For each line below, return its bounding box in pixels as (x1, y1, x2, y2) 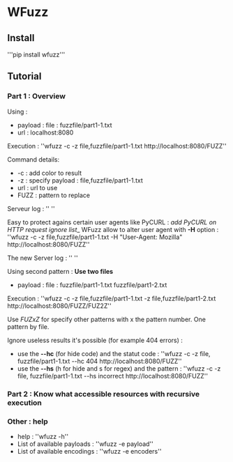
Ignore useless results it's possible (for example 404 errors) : (7, 336, 183, 344)
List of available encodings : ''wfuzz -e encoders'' (17, 447, 162, 455)
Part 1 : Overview (7, 91, 66, 101)
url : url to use (17, 183, 58, 192)
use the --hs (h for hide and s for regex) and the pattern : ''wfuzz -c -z (17, 364, 221, 373)
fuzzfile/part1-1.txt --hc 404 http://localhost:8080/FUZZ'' (17, 357, 183, 365)
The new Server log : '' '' (7, 254, 78, 262)
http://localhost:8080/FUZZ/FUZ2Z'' (7, 301, 112, 310)
